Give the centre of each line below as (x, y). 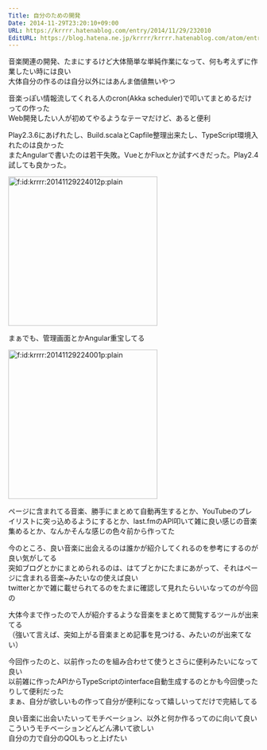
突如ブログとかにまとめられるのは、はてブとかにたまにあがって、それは (126, 568)
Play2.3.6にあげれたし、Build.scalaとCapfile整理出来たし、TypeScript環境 (130, 135)
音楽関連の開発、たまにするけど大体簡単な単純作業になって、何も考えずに (130, 61)
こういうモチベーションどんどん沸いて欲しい (81, 729)
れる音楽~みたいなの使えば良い (87, 578)
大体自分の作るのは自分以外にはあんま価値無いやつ (92, 81)
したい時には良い (43, 72)
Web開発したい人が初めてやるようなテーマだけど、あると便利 (110, 118)
